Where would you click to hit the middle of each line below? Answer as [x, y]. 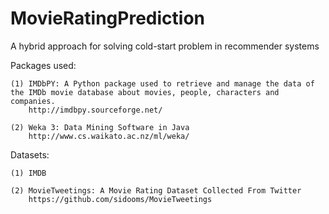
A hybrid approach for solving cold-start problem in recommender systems [165, 46]
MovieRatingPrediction [107, 18]
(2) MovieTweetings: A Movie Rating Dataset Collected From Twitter [156, 190]
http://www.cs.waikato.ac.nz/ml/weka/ [109, 136]
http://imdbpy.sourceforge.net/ [95, 110]
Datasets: [30, 154]
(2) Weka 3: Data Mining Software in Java [100, 127]
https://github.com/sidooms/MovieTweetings [120, 199]
